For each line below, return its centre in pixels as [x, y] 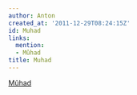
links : [19, 38]
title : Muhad [30, 61]
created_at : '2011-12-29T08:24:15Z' [69, 23]
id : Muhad [25, 30]
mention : [30, 46]
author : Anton [32, 16]
